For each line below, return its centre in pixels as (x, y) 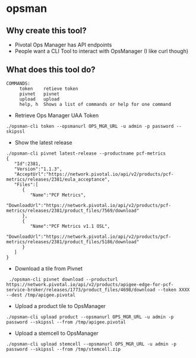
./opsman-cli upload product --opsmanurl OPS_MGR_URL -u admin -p (90, 317)
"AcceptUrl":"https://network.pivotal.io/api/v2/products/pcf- (94, 174)
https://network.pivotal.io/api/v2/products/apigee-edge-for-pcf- (90, 284)
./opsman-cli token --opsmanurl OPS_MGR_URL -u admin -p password (90, 126)
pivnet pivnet (39, 94)
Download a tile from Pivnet (49, 268)
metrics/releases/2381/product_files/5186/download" (73, 242)
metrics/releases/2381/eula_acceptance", (58, 179)
